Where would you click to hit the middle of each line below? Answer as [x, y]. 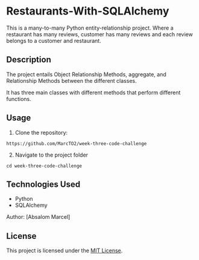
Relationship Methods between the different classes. [71, 80]
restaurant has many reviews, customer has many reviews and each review [99, 34]
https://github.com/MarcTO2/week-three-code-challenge [77, 143]
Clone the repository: [41, 132]
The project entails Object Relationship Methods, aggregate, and [87, 74]
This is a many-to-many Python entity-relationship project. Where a [90, 28]
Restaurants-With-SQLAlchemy [88, 11]
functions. [19, 99]
